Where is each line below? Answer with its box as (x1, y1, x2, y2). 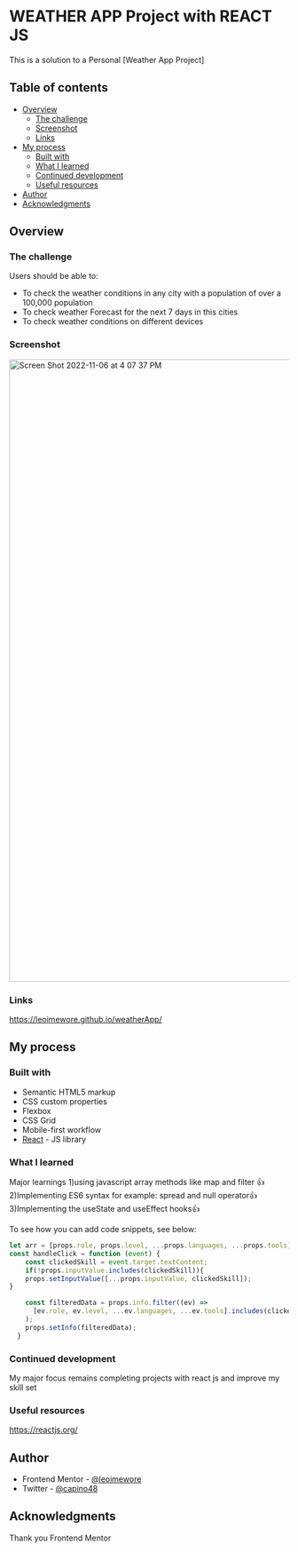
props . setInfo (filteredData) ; (25, 1323, 137, 1332)
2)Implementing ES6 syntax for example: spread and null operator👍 (9, 1190, 257, 1201)
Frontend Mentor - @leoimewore (21, 1474, 142, 1484)
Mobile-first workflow (21, 1124, 102, 1134)
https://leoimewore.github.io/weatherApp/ (9, 1015, 162, 1025)
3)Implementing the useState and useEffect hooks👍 (9, 1204, 200, 1214)
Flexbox (21, 1105, 51, 1116)
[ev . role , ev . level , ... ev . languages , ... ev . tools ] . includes (32, 1307, 264, 1316)
